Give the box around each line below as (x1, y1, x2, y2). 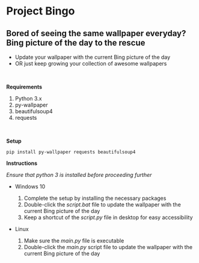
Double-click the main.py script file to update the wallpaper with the (23, 244, 193, 250)
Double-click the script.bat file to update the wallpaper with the (23, 201, 182, 208)
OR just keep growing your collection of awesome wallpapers (14, 60, 167, 67)
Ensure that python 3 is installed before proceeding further (6, 172, 152, 178)
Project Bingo (6, 4, 75, 18)
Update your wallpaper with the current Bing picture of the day (14, 54, 171, 61)
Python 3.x (14, 95, 42, 102)
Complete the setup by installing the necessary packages (23, 194, 167, 202)
